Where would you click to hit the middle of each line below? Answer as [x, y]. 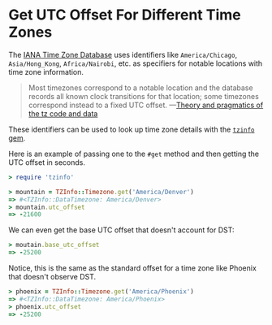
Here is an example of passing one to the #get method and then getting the [134, 154]
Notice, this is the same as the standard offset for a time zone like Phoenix [133, 268]
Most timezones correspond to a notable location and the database [140, 88]
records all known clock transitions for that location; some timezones [144, 96]
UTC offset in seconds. [47, 162]
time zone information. [46, 71]
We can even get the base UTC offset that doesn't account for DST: [121, 230]
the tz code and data [63, 113]
